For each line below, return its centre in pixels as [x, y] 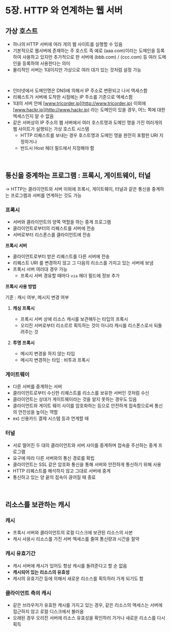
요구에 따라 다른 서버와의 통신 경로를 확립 [54, 458]
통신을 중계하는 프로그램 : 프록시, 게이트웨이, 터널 [78, 176]
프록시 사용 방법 [21, 286]
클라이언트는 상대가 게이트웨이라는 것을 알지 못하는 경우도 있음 [75, 399]
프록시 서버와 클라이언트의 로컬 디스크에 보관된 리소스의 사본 [73, 533]
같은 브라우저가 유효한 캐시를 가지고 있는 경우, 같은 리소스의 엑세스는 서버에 [88, 605]
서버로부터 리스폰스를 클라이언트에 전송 [52, 235]
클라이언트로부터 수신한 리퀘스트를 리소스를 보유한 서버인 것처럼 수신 [81, 393]
